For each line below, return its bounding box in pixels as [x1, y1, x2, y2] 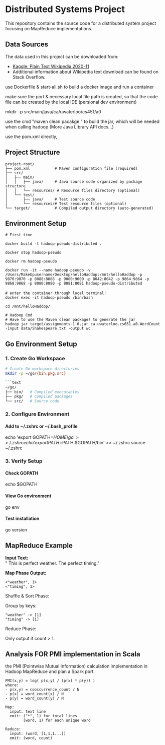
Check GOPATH [5, 470, 39, 476]
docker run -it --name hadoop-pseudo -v [5, 268, 91, 273]
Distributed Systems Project [5, 4, 125, 15]
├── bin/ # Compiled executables [5, 389, 80, 394]
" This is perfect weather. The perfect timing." [5, 560, 100, 566]
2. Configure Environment [5, 411, 70, 418]
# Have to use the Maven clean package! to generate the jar [5, 317, 136, 322]
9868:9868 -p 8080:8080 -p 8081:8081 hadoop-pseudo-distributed [5, 281, 142, 286]
